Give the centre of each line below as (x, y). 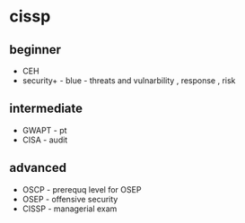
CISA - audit (45, 140)
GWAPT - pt (44, 130)
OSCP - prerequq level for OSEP (82, 189)
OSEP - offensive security (70, 199)
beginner (35, 50)
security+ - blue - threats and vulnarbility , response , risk (129, 81)
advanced (38, 168)
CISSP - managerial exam (70, 209)
